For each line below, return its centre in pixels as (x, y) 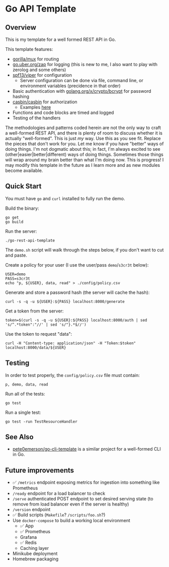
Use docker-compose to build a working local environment (71, 521)
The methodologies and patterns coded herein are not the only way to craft (83, 128)
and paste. (16, 255)
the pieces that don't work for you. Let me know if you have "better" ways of (84, 144)
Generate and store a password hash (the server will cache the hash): (77, 292)
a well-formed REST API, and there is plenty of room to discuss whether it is (84, 133)
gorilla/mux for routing (36, 59)
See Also (19, 437)
